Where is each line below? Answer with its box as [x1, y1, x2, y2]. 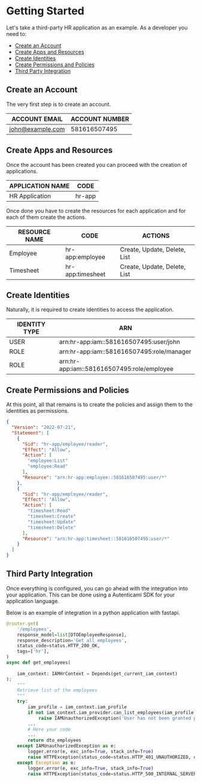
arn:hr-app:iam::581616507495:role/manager [59, 348, 191, 356]
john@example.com [9, 124, 65, 133]
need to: [6, 30, 27, 37]
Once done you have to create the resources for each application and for [6, 207, 186, 214]
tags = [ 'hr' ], [17, 648, 50, 654]
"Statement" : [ [11, 429, 50, 436]
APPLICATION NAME [9, 181, 70, 190]
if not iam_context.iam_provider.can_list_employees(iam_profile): [28, 709, 199, 715]
